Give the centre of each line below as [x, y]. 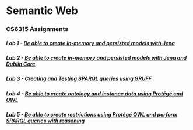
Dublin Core [21, 64]
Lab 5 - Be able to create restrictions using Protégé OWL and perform [92, 115]
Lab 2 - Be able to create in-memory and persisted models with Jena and [96, 58]
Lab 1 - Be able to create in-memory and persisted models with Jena [90, 43]
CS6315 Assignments [37, 29]
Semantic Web [42, 11]
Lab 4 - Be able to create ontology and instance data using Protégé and [95, 93]
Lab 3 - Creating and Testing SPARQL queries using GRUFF [79, 79]
